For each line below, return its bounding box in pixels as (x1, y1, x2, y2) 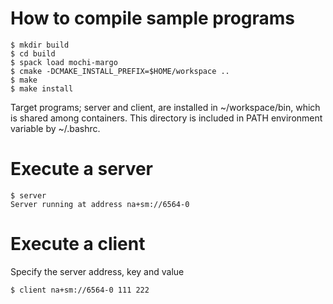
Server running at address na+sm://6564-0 (10, 199, 190, 209)
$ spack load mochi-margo (10, 57, 118, 67)
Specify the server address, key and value (10, 265, 185, 277)
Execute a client (10, 233, 146, 256)
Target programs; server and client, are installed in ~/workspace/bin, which (10, 101, 321, 113)
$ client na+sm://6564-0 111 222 (10, 285, 150, 295)
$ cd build (10, 48, 56, 59)
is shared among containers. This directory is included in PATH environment (10, 112, 323, 124)
